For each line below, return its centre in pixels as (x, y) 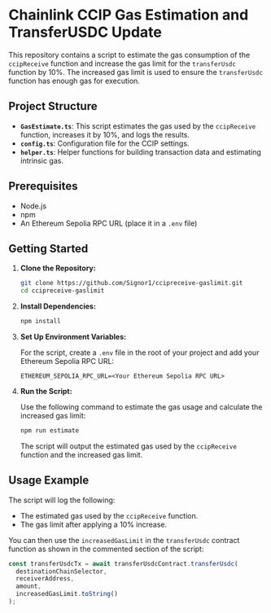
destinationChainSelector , (61, 571)
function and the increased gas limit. (81, 454)
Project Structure (53, 106)
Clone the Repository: (58, 268)
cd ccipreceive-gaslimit (62, 291)
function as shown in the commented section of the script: (106, 549)
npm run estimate (50, 431)
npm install (40, 322)
